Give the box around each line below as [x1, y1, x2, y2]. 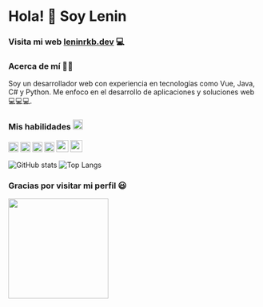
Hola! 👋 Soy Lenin [8, 7, 127, 26]
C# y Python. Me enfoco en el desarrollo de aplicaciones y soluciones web [8, 87, 255, 97]
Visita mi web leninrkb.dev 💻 [8, 36, 125, 47]
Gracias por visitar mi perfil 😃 [8, 180, 127, 191]
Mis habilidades [8, 122, 72, 133]
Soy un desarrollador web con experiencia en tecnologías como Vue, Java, [8, 79, 256, 89]
